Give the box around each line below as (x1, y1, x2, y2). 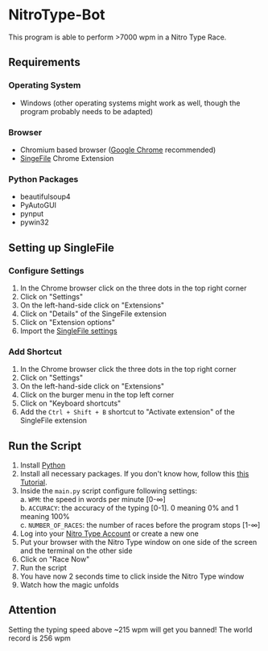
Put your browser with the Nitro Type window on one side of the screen (19, 538, 258, 547)
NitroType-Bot (8, 6, 106, 24)
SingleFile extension (19, 416, 87, 426)
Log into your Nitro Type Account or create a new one (19, 529, 199, 538)
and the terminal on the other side (19, 546, 133, 556)
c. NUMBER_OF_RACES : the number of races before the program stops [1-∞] (19, 521, 261, 530)
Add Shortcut (8, 346, 62, 357)
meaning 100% (19, 512, 70, 521)
